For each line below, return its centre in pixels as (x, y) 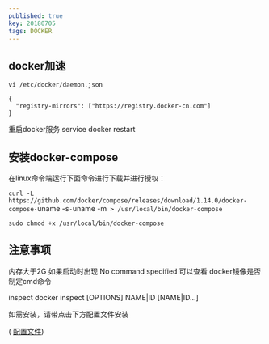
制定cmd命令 (30, 281)
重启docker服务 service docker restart (72, 130)
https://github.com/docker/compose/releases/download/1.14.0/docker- (128, 201)
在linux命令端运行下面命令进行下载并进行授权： (87, 178)
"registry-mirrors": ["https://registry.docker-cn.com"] (113, 106)
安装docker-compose (63, 157)
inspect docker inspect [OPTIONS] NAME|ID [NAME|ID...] (104, 297)
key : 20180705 (32, 23)
